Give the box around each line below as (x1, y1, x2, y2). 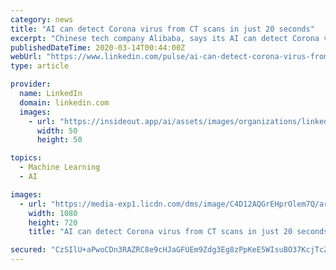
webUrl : (10, 52, 43, 62)
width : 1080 (28, 208, 78, 218)
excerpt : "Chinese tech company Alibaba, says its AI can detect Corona (10, 33, 320, 43)
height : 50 (36, 135, 83, 145)
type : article (10, 61, 70, 71)
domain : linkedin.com (19, 97, 110, 108)
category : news (10, 14, 74, 25)
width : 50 (36, 126, 78, 136)
